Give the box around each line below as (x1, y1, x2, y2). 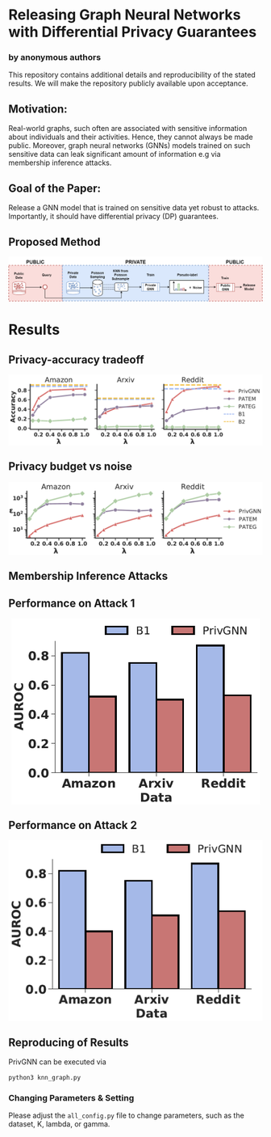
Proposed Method (8, 235, 101, 248)
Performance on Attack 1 (8, 597, 135, 611)
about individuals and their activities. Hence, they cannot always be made (8, 132, 253, 142)
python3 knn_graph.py (8, 1074, 81, 1082)
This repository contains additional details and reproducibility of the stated (8, 70, 256, 80)
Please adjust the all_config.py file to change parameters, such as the (8, 1110, 244, 1121)
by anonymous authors (8, 52, 102, 63)
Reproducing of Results (8, 1035, 129, 1049)
